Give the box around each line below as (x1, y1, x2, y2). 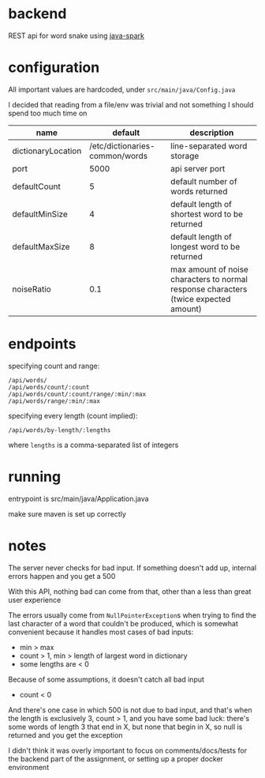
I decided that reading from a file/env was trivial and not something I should (8, 100, 254, 109)
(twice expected (170, 293, 231, 304)
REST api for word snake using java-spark (8, 31, 144, 40)
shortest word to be (170, 209, 243, 220)
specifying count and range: (8, 361, 100, 370)
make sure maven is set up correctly (8, 509, 126, 518)
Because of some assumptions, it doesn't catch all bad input (8, 675, 205, 684)
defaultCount (12, 181, 62, 192)
